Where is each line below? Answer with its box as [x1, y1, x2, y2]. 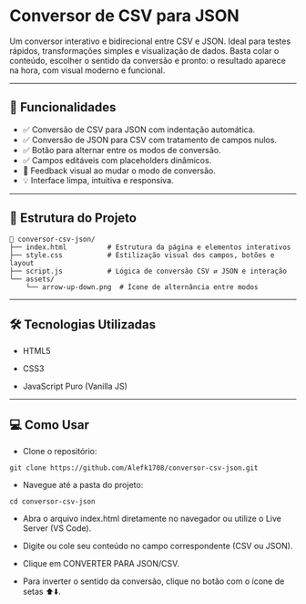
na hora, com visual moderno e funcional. [9, 65, 166, 76]
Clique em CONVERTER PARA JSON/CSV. [22, 558, 180, 569]
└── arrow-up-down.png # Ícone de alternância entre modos [25, 282, 259, 292]
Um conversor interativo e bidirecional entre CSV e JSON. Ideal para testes [9, 36, 291, 47]
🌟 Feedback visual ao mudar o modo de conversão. [22, 165, 216, 176]
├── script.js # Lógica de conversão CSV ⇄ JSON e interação [9, 266, 287, 276]
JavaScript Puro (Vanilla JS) [22, 380, 127, 392]
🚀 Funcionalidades [9, 99, 117, 115]
